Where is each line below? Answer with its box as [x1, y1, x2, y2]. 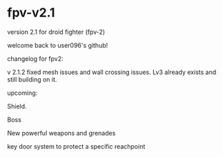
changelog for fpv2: [7, 54, 64, 63]
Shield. [7, 102, 27, 110]
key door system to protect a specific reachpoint [7, 142, 146, 150]
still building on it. [7, 75, 57, 84]
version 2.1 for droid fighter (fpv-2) [7, 28, 106, 36]
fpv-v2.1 [7, 5, 55, 21]
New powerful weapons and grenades [7, 129, 116, 137]
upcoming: [7, 89, 38, 97]
